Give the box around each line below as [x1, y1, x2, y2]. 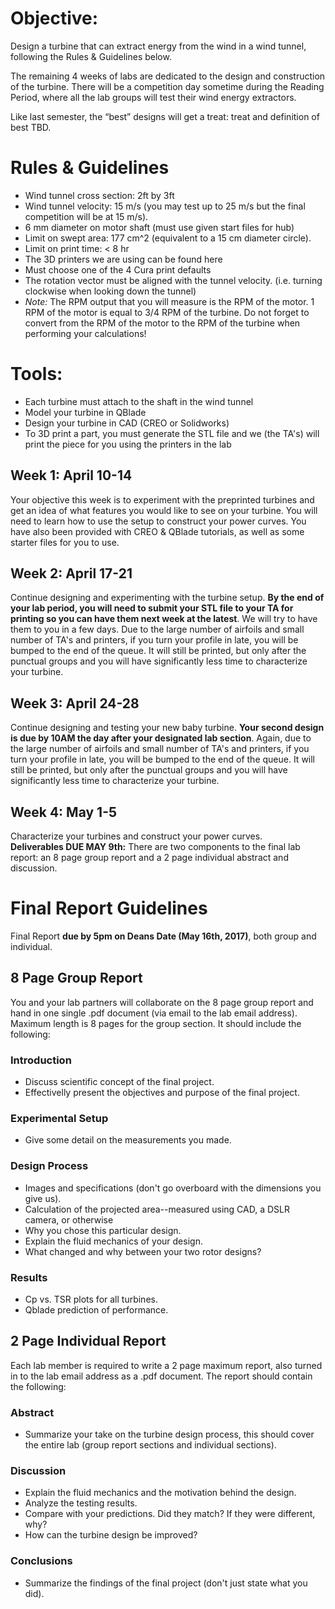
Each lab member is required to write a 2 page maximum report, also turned [10, 1359, 323, 1371]
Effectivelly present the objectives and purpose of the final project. [24, 1087, 300, 1099]
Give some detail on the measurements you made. [24, 1134, 232, 1146]
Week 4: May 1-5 [10, 803, 118, 821]
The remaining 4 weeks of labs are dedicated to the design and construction [10, 70, 326, 82]
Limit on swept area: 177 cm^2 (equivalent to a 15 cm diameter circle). [24, 232, 312, 244]
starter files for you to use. [10, 536, 120, 548]
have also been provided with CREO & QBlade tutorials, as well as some [10, 525, 305, 537]
